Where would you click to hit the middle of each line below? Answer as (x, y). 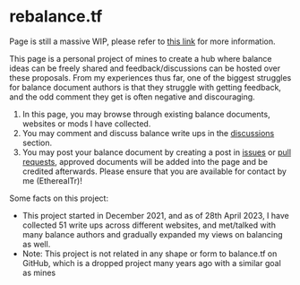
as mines (39, 272)
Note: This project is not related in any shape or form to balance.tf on (150, 254)
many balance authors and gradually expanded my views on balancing (153, 234)
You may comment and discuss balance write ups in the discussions (148, 133)
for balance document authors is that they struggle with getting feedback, (146, 87)
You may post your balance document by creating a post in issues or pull (157, 152)
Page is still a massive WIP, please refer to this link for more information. (142, 41)
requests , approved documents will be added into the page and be (145, 161)
